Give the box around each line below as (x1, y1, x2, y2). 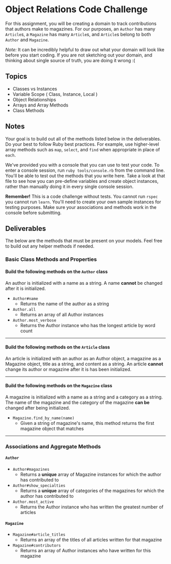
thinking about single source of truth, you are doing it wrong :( (5, 57, 135, 63)
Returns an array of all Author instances (20, 311, 104, 317)
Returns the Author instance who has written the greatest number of (20, 504, 164, 510)
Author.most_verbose (12, 317, 56, 323)
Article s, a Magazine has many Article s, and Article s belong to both (5, 31, 151, 37)
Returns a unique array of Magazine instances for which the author (20, 471, 162, 477)
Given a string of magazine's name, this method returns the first (20, 420, 154, 426)
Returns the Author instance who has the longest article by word (20, 322, 156, 328)
